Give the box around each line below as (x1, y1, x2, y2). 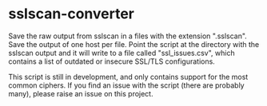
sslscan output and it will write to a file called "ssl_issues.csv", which (8, 48, 235, 57)
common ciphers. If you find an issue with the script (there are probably (8, 80, 245, 90)
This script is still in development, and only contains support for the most (8, 72, 249, 81)
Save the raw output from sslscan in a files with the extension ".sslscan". (8, 31, 248, 41)
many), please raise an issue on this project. (8, 88, 153, 98)
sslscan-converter (8, 5, 134, 23)
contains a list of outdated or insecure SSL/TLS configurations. (8, 57, 216, 66)
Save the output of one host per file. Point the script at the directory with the (8, 39, 260, 49)
